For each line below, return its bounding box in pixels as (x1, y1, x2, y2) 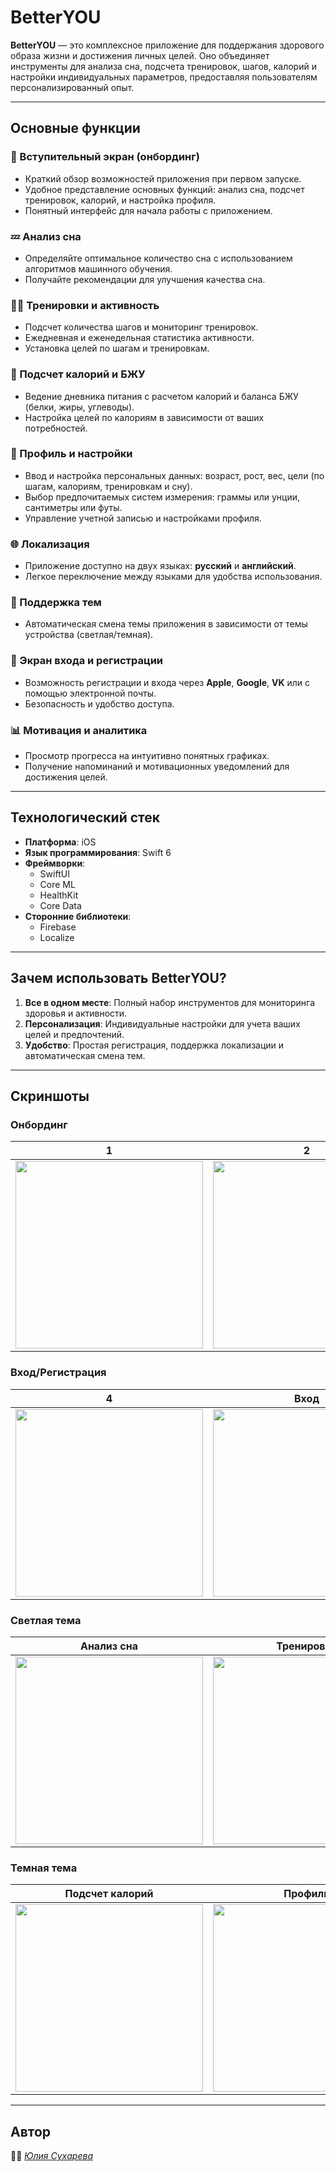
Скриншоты (10, 1088, 90, 1105)
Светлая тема (10, 1613, 82, 1627)
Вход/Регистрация (10, 1366, 107, 1380)
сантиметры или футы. (24, 501, 123, 513)
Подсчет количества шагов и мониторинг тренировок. (24, 321, 259, 333)
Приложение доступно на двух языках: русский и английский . (24, 560, 297, 572)
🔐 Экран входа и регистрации (10, 654, 164, 668)
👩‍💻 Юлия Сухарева (10, 2150, 93, 2162)
